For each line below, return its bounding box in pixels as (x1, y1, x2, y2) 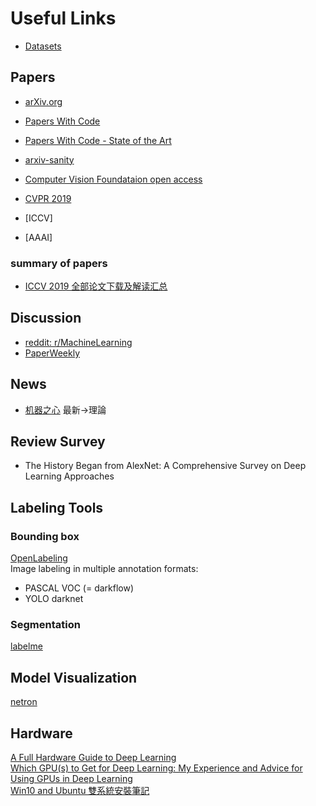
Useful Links (10, 7, 117, 30)
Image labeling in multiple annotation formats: (10, 563, 199, 575)
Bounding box (10, 529, 80, 543)
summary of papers (10, 256, 108, 270)
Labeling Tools (10, 499, 104, 516)
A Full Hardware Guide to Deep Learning (10, 752, 177, 764)
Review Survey (10, 433, 106, 451)
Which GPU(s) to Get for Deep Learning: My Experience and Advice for (10, 762, 303, 774)
